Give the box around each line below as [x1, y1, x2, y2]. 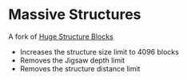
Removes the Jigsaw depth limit [19, 55, 125, 65]
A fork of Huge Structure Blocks [8, 32, 113, 41]
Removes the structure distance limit [19, 63, 141, 73]
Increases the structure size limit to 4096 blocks [19, 47, 180, 56]
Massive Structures [8, 6, 141, 24]
